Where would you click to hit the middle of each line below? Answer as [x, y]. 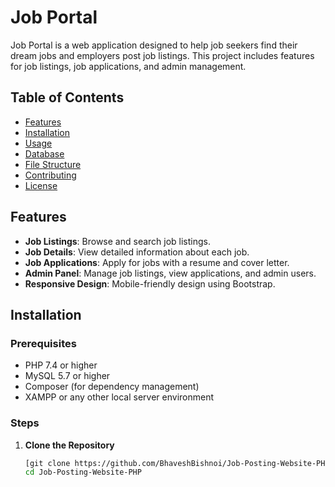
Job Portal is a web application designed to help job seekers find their [154, 45]
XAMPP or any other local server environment [119, 397]
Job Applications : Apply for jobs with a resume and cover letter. [157, 262]
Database [44, 153]
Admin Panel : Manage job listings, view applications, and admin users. [170, 273]
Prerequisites [43, 343]
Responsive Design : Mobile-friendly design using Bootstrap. [150, 283]
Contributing [50, 175]
